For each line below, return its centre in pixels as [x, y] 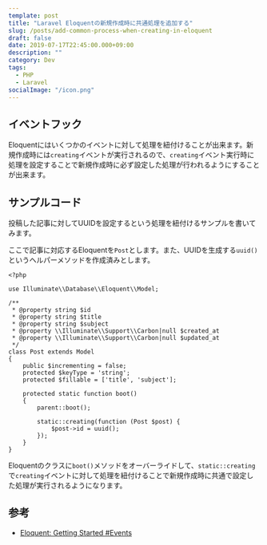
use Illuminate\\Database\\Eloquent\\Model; [84, 289]
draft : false [30, 38]
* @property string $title [57, 317]
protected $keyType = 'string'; [76, 373]
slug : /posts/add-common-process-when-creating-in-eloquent [111, 30]
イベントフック [45, 124]
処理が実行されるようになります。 [71, 485]
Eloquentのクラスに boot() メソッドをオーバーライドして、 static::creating [132, 465]
